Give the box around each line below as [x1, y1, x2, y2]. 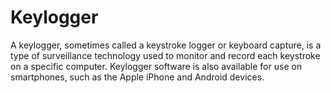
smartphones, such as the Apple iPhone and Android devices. [10, 71, 265, 83]
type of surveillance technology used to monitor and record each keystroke [10, 49, 321, 61]
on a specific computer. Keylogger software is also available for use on [10, 60, 303, 72]
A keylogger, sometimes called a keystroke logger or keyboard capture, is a [10, 39, 322, 51]
